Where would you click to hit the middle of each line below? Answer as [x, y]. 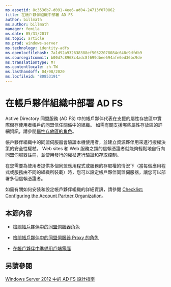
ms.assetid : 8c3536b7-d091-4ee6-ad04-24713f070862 [60, 10]
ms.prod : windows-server [32, 43]
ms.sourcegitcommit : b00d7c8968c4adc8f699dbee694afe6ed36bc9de [74, 57]
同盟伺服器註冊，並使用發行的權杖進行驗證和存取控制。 [63, 155]
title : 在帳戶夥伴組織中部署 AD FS [39, 15]
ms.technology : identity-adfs [37, 48]
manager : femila [22, 29]
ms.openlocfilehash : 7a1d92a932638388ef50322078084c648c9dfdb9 [74, 53]
